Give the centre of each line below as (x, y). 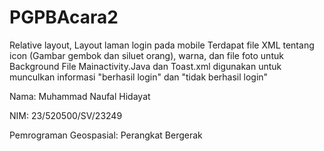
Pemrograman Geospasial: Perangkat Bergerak (106, 135)
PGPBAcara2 (64, 17)
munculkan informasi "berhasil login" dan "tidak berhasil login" (139, 77)
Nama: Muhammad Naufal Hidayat (80, 96)
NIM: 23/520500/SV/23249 (66, 115)
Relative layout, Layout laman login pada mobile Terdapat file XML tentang (162, 45)
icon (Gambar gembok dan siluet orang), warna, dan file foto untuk (146, 55)
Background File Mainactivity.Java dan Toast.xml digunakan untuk (145, 66)
